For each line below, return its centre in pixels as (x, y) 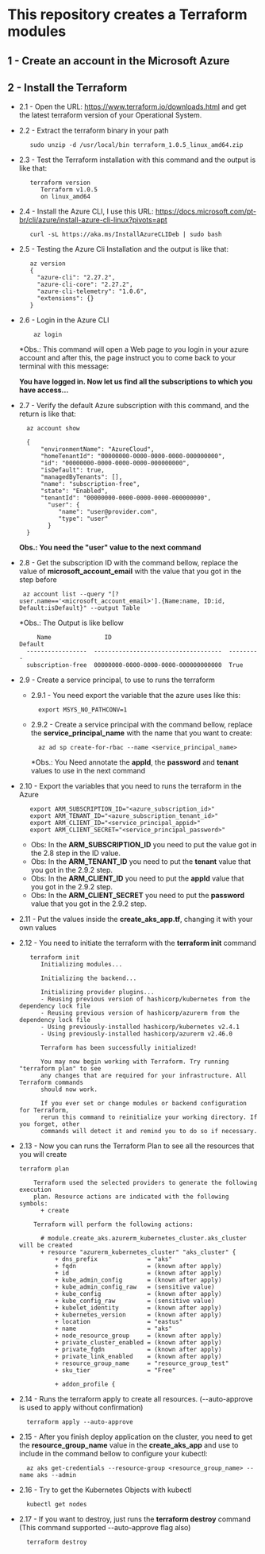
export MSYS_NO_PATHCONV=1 (83, 710)
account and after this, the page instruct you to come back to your (127, 358)
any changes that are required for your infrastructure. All (143, 1076)
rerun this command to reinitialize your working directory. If (149, 1117)
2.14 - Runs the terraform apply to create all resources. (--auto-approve (136, 1399)
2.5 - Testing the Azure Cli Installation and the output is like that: (124, 249)
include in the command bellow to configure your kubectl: (113, 1454)
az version (48, 264)
